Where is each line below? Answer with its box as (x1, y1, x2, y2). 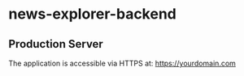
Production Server (8, 37, 103, 51)
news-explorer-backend (8, 5, 176, 23)
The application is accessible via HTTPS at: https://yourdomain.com (8, 58, 236, 68)
